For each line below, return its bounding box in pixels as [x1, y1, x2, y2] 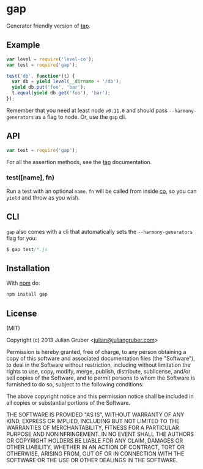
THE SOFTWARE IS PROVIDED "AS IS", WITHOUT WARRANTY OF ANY [6, 411, 185, 418]
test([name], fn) [6, 173, 55, 182]
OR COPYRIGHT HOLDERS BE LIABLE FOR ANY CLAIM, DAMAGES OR [6, 437, 183, 445]
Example [6, 40, 40, 50]
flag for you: [6, 234, 37, 242]
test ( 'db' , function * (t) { [6, 73, 75, 79]
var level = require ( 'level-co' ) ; [6, 56, 95, 62]
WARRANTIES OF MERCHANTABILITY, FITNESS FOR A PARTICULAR [6, 424, 179, 432]
